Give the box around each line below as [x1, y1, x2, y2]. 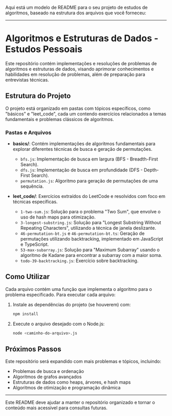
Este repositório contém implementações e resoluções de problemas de [5, 60, 157, 66]
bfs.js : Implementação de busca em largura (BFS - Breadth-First [20, 156, 158, 162]
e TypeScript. [20, 241, 49, 248]
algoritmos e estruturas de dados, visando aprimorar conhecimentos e [5, 66, 154, 72]
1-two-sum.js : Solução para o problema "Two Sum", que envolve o [20, 209, 161, 215]
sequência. [20, 183, 44, 189]
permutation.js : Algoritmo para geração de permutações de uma [20, 178, 158, 184]
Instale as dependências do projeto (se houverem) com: [12, 301, 131, 307]
